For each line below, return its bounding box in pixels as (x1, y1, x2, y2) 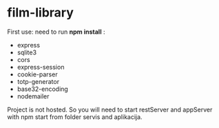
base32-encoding (17, 85, 69, 93)
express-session (17, 63, 65, 71)
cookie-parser (17, 70, 58, 78)
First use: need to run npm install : (7, 28, 105, 36)
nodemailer (17, 92, 50, 100)
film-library (7, 5, 74, 21)
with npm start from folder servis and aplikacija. (7, 112, 143, 121)
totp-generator (17, 77, 60, 85)
